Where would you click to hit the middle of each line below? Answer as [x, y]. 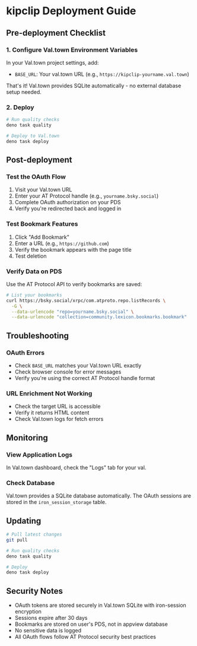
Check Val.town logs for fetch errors [59, 419]
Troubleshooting [38, 336]
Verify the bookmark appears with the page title [73, 249]
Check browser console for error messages [68, 372]
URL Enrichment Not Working [49, 393]
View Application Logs [39, 454]
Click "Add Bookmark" [42, 237]
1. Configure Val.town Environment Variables [72, 50]
